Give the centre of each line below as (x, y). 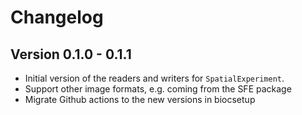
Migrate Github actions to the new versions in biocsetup (140, 99)
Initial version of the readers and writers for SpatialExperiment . (154, 78)
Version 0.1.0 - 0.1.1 (71, 54)
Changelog (57, 17)
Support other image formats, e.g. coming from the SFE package (158, 89)
